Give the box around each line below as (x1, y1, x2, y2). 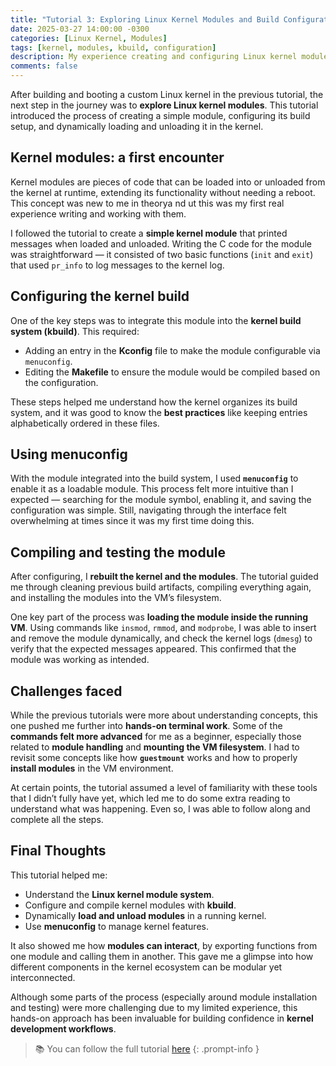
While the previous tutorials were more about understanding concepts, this (10, 709, 318, 721)
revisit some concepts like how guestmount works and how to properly (10, 752, 298, 764)
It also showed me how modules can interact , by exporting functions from (10, 939, 318, 951)
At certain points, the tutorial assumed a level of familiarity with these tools (10, 782, 318, 794)
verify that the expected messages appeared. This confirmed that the (10, 643, 297, 655)
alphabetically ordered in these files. (10, 417, 160, 429)
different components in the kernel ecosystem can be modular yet (10, 961, 283, 973)
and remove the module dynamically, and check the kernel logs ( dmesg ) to (10, 632, 313, 645)
